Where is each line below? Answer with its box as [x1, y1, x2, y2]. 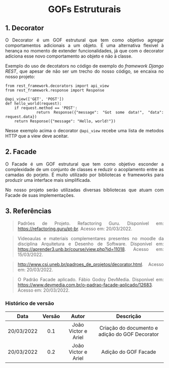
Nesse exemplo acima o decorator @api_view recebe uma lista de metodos [5, 128, 164, 133]
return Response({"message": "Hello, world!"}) [14, 119, 116, 124]
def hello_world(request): [5, 101, 62, 106]
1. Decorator [5, 24, 44, 32]
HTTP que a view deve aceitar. [5, 133, 69, 139]
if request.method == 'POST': [14, 106, 78, 111]
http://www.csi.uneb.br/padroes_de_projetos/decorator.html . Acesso [17, 261, 164, 267]
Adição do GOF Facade [101, 348, 156, 355]
